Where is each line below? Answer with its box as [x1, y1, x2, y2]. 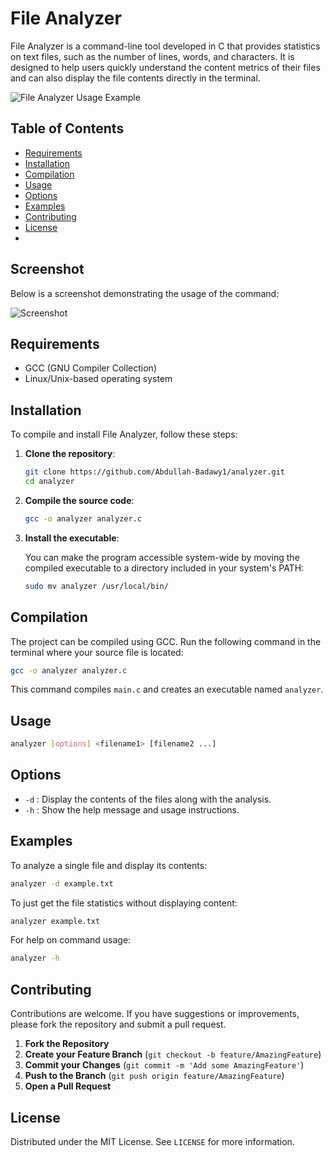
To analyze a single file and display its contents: [10, 859, 208, 871]
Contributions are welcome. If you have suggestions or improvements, [10, 1008, 300, 1020]
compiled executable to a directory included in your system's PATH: [24, 562, 305, 574]
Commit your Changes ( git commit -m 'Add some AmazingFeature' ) [24, 1059, 305, 1071]
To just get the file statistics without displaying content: [10, 897, 238, 909]
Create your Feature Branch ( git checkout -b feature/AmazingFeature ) [24, 1048, 322, 1061]
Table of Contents [10, 120, 125, 137]
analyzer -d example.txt [10, 878, 114, 889]
